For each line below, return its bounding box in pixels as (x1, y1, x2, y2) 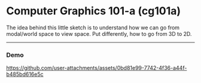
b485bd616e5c (6, 70, 44, 78)
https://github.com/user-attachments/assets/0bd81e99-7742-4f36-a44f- (6, 64, 187, 72)
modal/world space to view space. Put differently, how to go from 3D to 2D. (6, 30, 192, 37)
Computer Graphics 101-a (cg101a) (6, 4, 181, 18)
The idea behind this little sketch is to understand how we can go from (6, 24, 180, 31)
